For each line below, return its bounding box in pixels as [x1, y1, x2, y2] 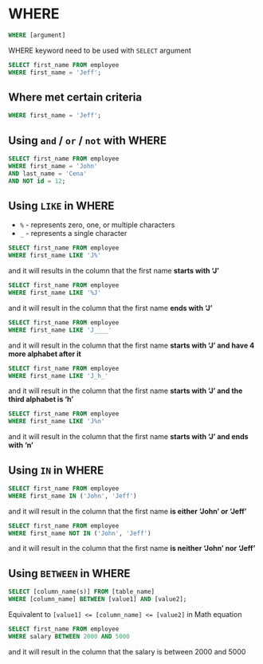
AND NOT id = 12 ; [8, 177, 66, 185]
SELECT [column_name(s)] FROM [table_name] [8, 587, 155, 596]
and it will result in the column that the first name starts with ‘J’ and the [8, 386, 243, 395]
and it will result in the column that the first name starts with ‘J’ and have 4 [8, 340, 255, 350]
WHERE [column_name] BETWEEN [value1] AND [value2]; [8, 595, 187, 603]
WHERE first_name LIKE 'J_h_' [8, 371, 109, 379]
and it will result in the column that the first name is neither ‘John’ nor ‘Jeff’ [8, 544, 256, 553]
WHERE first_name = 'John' [8, 162, 98, 170]
